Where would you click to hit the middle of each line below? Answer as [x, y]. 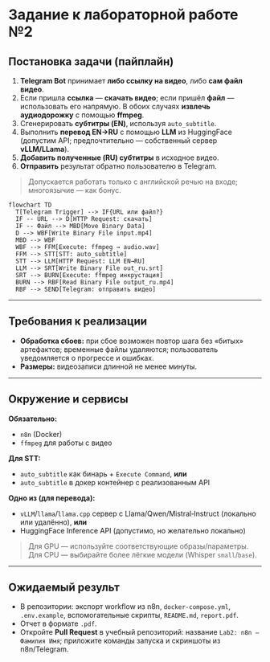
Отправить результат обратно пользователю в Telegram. [118, 166]
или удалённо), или [53, 522]
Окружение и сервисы [68, 399]
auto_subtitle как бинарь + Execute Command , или [103, 474]
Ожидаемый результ [64, 588]
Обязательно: [33, 419]
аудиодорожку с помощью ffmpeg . [82, 115]
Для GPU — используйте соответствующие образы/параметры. [138, 546]
